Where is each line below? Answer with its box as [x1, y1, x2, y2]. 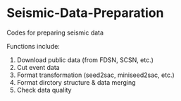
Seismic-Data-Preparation [6, 5, 164, 21]
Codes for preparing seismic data [6, 28, 104, 37]
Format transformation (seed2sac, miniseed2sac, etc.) [16, 71, 175, 79]
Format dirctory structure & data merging [16, 78, 136, 86]
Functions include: [6, 42, 61, 50]
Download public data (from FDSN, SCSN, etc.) [16, 55, 154, 64]
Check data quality [16, 85, 72, 94]
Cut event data [16, 63, 61, 71]
